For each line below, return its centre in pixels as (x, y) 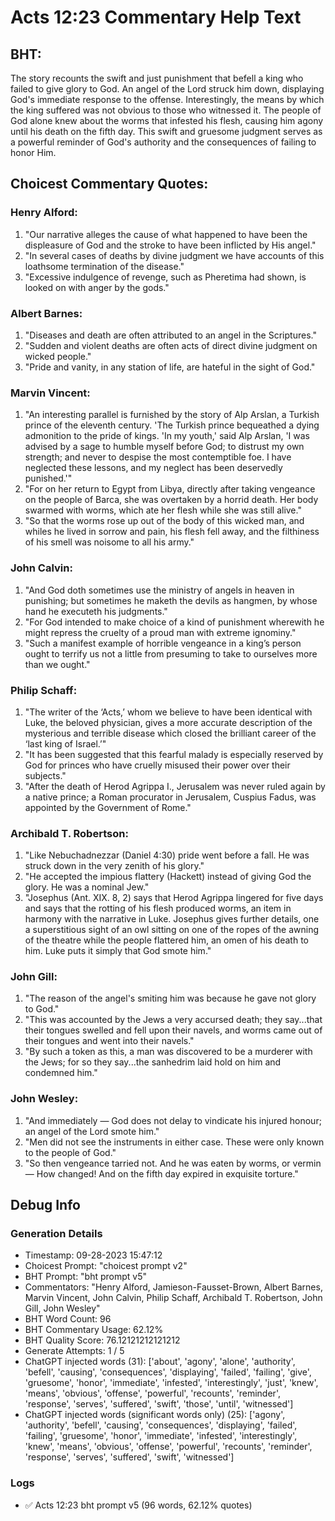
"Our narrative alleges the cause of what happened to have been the (166, 234)
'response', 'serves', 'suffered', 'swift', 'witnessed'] (129, 1457)
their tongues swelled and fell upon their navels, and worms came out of (173, 1030)
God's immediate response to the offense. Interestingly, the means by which (167, 99)
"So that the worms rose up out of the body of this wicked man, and (164, 521)
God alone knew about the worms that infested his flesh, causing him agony (167, 120)
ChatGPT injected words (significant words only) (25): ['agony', (155, 1415)
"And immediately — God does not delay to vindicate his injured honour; (173, 1120)
